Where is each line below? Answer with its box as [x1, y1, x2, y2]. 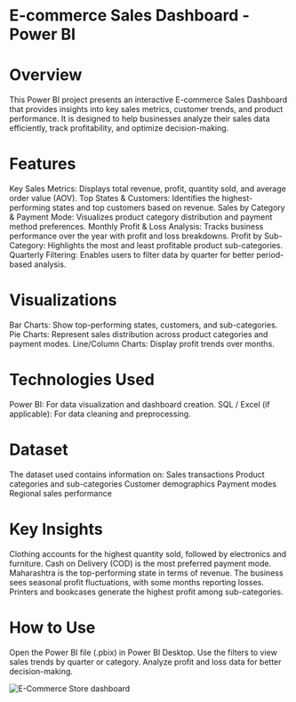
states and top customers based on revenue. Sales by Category [52, 202, 286, 214]
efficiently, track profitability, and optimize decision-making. [9, 123, 229, 133]
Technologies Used [9, 370, 156, 390]
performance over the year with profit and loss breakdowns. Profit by [9, 230, 262, 241]
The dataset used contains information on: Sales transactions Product [9, 469, 265, 480]
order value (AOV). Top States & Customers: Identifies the [9, 193, 220, 204]
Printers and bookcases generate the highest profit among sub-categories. [9, 586, 284, 597]
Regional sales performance [9, 488, 113, 498]
